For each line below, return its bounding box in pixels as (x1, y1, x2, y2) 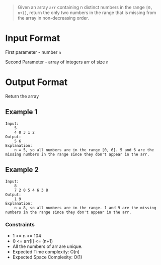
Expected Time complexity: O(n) (12, 248, 79, 254)
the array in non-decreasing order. (17, 15, 89, 21)
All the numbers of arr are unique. (12, 243, 83, 249)
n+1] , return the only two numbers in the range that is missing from (17, 10, 156, 16)
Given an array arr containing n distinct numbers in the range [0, (17, 5, 153, 10)
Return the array (5, 93, 39, 99)
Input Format (5, 33, 60, 44)
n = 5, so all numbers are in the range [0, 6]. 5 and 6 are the (14, 147, 154, 152)
